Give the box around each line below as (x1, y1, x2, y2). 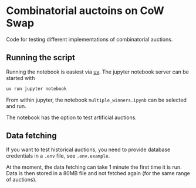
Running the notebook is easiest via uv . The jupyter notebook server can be (6, 68, 189, 75)
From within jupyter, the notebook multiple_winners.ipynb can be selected (6, 96, 187, 103)
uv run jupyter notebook (6, 86, 67, 92)
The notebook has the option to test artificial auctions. (6, 114, 137, 121)
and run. (6, 102, 26, 109)
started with (6, 74, 35, 81)
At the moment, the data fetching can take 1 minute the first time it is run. (6, 163, 182, 170)
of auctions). (6, 176, 37, 183)
